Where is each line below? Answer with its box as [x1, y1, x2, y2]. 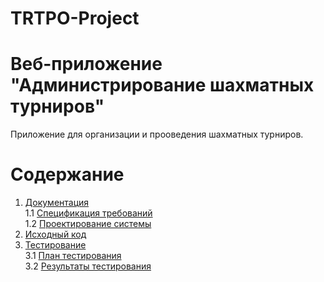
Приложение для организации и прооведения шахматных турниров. [10, 128, 304, 141]
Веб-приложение [10, 53, 163, 76]
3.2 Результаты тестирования [24, 260, 152, 272]
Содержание [10, 163, 125, 186]
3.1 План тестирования [24, 250, 122, 262]
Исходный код [24, 228, 87, 241]
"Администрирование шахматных [10, 74, 315, 97]
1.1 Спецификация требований [24, 207, 153, 219]
